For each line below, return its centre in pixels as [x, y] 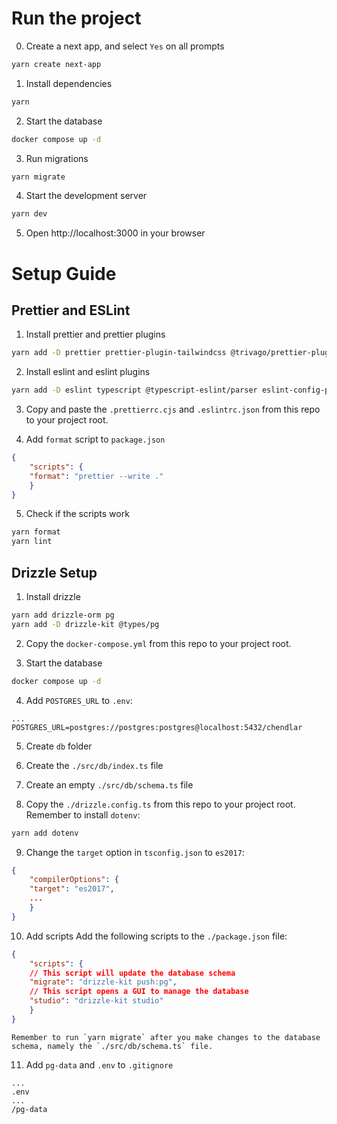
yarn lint [32, 542]
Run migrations [57, 158]
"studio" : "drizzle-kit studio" [96, 1001]
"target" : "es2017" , [72, 889]
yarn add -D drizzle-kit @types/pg [85, 624]
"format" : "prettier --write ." [96, 476]
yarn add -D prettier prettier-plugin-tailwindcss [119, 353]
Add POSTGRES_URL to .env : [79, 700]
